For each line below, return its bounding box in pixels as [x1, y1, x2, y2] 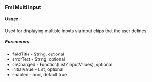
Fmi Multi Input [5, 4, 41, 11]
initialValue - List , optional [12, 67, 64, 72]
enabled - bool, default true [12, 71, 67, 77]
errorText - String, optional [12, 56, 65, 62]
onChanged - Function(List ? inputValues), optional [12, 61, 112, 67]
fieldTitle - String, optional [12, 51, 64, 57]
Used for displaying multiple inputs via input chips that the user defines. [5, 28, 148, 34]
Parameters [5, 39, 29, 45]
